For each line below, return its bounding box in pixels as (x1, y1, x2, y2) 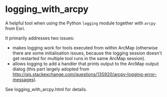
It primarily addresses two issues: (5, 35, 74, 41)
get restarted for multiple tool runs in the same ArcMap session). (12, 55, 146, 61)
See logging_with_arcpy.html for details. (5, 86, 87, 92)
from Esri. (5, 25, 25, 31)
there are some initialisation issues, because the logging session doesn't (12, 50, 162, 56)
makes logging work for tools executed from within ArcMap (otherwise (12, 44, 158, 50)
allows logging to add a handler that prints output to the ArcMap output (12, 60, 159, 66)
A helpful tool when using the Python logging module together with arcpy (5, 20, 156, 26)
